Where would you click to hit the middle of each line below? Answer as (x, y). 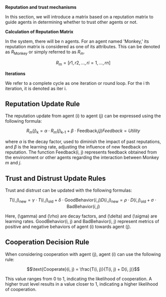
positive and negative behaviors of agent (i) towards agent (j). (68, 226)
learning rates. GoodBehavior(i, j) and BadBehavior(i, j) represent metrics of (82, 221)
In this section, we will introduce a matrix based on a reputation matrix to (79, 17)
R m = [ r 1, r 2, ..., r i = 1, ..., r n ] (83, 63)
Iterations (15, 74)
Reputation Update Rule (43, 104)
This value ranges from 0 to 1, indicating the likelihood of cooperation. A (79, 279)
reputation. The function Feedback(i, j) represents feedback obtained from (81, 152)
